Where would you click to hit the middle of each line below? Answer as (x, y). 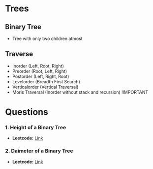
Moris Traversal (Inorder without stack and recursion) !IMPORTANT (80, 92)
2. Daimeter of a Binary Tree (39, 151)
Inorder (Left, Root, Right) (38, 66)
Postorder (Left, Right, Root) (41, 76)
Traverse (19, 54)
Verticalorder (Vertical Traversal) (45, 87)
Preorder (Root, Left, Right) (40, 71)
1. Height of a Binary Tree (36, 127)
